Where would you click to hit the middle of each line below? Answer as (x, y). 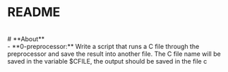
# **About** (26, 38)
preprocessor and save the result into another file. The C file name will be (114, 54)
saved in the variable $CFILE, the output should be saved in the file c (107, 61)
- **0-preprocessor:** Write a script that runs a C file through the (103, 46)
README (34, 12)
